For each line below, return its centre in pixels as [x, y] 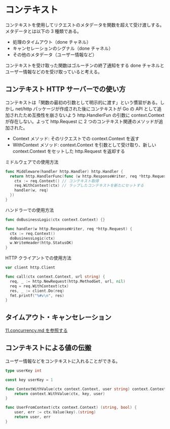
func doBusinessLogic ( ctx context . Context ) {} [55, 220]
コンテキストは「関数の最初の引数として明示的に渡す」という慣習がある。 [83, 102]
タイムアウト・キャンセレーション [58, 317]
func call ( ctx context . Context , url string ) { [55, 277]
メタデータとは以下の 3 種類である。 [44, 31]
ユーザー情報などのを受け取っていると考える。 [54, 71]
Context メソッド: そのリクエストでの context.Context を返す [76, 138]
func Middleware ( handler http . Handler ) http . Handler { [64, 171]
